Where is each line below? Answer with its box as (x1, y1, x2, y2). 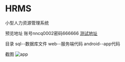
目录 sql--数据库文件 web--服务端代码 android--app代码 (5, 40, 121, 47)
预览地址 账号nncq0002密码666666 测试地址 (5, 30, 98, 36)
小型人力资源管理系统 (5, 20, 49, 26)
